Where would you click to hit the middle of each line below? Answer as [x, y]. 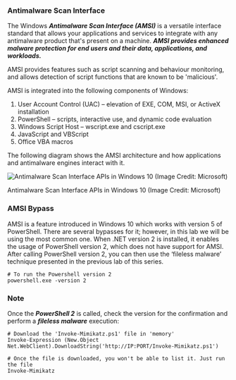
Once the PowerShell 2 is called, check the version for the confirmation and [117, 313]
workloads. [24, 56]
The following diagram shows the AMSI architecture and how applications [114, 155]
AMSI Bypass [31, 209]
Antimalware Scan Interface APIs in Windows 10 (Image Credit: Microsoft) [114, 190]
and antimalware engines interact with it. [66, 163]
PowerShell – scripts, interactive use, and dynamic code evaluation [114, 119]
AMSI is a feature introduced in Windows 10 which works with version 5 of [115, 223]
